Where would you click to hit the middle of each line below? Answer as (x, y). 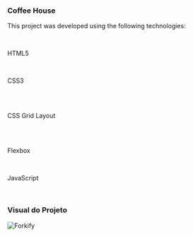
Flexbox (19, 151)
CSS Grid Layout (31, 116)
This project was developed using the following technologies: (96, 26)
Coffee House (31, 11)
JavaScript (23, 178)
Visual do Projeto (37, 210)
